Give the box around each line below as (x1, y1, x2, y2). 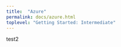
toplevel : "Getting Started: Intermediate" (6, 19, 116, 25)
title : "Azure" (6, 8, 46, 15)
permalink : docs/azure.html (6, 14, 76, 20)
